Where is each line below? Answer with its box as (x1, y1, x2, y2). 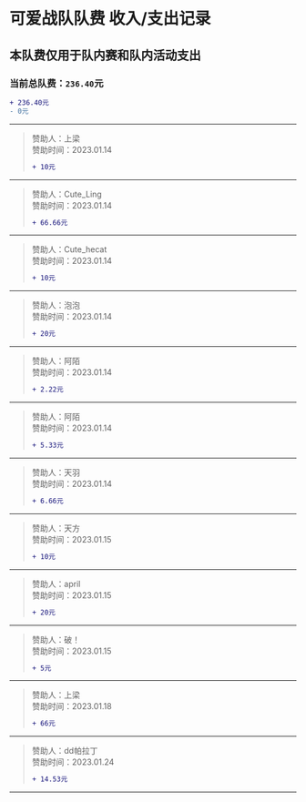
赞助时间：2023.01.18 (31, 701, 112, 712)
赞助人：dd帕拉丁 (31, 746, 98, 756)
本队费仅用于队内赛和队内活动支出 (9, 47, 201, 63)
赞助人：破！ (31, 634, 80, 645)
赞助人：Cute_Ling (31, 188, 102, 199)
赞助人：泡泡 (31, 299, 80, 310)
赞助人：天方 (31, 523, 80, 533)
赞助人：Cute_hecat (31, 244, 107, 255)
